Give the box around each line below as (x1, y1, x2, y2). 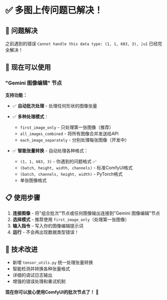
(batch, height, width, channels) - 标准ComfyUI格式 (20, 165, 133, 171)
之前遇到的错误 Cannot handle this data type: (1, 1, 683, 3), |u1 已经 (5, 41, 158, 46)
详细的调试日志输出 (12, 272, 53, 278)
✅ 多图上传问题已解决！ (5, 5, 103, 16)
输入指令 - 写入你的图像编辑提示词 (12, 223, 84, 229)
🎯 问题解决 (5, 26, 38, 35)
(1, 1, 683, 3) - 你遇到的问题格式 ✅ (20, 158, 97, 164)
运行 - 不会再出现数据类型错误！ (12, 229, 79, 235)
